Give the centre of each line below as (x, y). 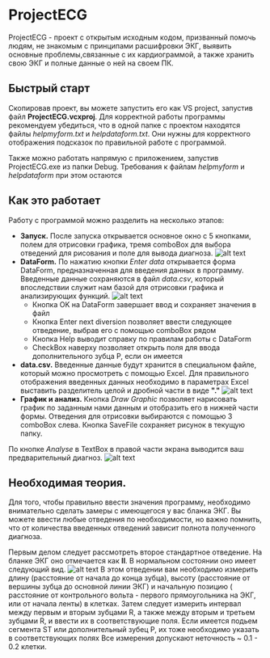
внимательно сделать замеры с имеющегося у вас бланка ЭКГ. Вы (125, 511)
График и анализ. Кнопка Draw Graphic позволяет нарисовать (129, 399)
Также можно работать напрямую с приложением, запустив (114, 158)
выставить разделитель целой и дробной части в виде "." (120, 390)
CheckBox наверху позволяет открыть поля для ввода (126, 347)
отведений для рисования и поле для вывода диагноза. (116, 253)
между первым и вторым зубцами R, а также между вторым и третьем (132, 613)
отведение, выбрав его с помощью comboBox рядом (124, 330)
